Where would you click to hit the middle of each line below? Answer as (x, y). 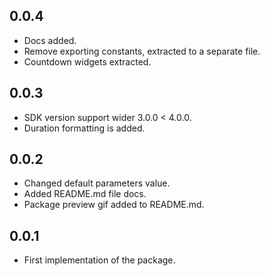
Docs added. (50, 40)
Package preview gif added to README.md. (114, 205)
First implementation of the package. (99, 260)
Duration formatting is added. (84, 128)
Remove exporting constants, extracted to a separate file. (142, 51)
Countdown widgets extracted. (87, 61)
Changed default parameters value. (97, 183)
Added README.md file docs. (85, 194)
